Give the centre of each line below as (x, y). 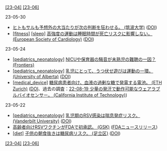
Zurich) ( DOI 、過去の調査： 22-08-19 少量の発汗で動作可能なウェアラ (84, 89)
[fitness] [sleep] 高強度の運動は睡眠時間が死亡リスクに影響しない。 (82, 34)
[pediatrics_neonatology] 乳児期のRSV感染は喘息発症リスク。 (76, 115)
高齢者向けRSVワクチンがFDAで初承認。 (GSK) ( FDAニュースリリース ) (85, 127)
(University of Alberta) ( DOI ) (42, 77)
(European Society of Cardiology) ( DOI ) (53, 39)
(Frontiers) (23, 65)
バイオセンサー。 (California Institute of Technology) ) (72, 95)
